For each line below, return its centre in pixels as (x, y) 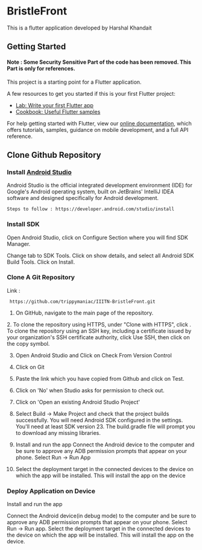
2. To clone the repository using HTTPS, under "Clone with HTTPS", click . (99, 324)
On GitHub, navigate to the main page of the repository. (84, 313)
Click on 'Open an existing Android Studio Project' (78, 402)
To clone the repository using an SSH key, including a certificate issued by (99, 331)
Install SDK (23, 224)
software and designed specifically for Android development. (83, 198)
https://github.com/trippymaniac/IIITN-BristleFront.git (82, 302)
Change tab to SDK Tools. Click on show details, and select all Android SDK (101, 255)
